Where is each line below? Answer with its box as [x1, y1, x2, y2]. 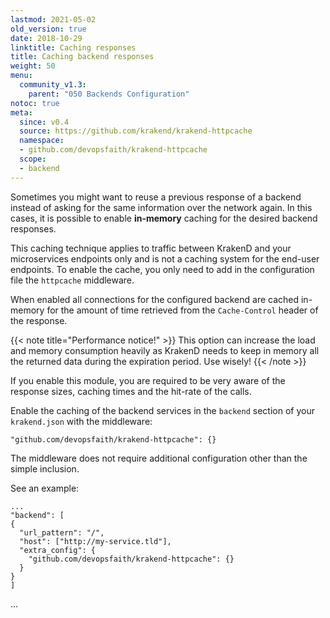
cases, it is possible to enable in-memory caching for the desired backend [10, 212, 318, 224]
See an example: [10, 482, 80, 494]
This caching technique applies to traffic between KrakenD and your [10, 242, 292, 254]
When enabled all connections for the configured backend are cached [10, 293, 300, 305]
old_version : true [10, 24, 87, 34]
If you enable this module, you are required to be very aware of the [10, 374, 286, 386]
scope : [19, 154, 47, 164]
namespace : [19, 136, 65, 146]
